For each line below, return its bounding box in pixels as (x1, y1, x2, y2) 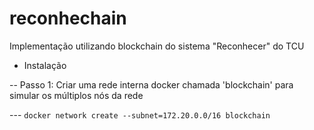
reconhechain (9, 7, 127, 30)
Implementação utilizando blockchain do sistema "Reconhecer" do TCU (9, 40, 305, 52)
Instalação (23, 59, 67, 71)
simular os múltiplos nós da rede (9, 89, 144, 101)
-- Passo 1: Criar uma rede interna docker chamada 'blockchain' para (9, 78, 294, 91)
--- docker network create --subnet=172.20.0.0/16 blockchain (9, 108, 271, 121)
